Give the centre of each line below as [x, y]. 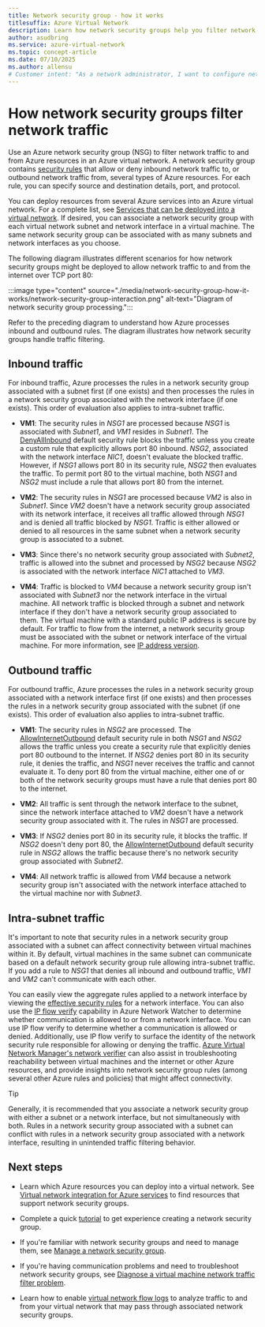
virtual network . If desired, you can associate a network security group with [131, 217]
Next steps [35, 1167]
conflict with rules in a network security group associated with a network [127, 1134]
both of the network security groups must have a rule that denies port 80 [138, 780]
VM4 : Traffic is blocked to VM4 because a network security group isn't [135, 587]
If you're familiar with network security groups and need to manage [129, 1242]
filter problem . [43, 1282]
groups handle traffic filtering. [56, 339]
